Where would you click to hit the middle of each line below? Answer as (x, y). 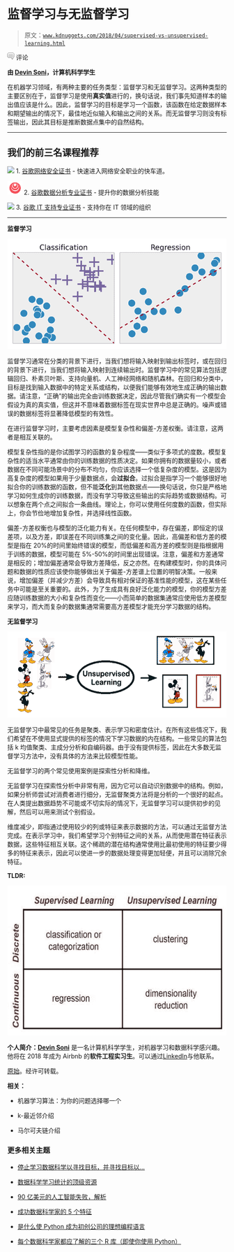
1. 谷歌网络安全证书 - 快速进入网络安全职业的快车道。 (92, 171)
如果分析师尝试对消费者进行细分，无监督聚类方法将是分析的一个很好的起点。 (117, 794)
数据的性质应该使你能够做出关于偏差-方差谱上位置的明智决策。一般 (115, 571)
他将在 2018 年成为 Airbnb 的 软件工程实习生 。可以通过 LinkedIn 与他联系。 (112, 1056)
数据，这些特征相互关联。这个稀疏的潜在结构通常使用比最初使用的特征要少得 (117, 844)
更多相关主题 (29, 1151)
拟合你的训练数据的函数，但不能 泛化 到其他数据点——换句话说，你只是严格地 (117, 487)
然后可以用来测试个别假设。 (59, 812)
